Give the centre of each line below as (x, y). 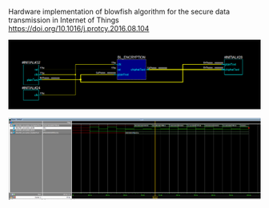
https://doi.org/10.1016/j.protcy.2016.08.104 (79, 28)
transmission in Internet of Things (64, 20)
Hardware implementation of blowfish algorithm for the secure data (119, 12)
